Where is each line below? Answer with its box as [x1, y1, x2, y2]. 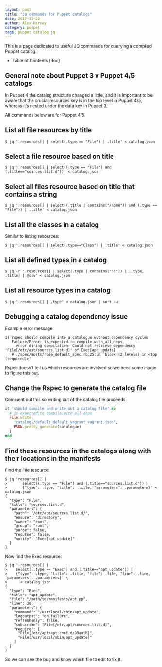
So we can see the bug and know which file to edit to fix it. [5, 656, 122, 662]
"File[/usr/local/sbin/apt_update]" [17, 635, 92, 640]
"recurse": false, [14, 532, 51, 537]
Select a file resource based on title [5, 152, 114, 161]
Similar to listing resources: [5, 234, 60, 239]
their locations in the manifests [5, 454, 101, 463]
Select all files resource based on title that [5, 182, 135, 191]
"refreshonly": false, [14, 618, 60, 623]
